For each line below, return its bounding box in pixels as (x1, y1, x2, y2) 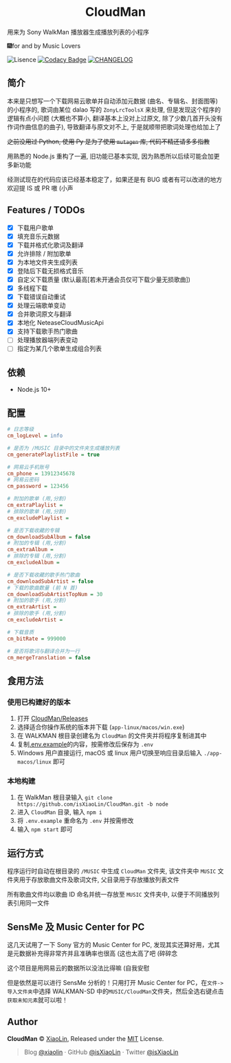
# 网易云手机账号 (7, 464, 49, 470)
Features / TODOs (7, 204, 85, 216)
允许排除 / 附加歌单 (16, 249, 71, 257)
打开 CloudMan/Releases (16, 715, 88, 723)
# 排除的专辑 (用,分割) (7, 553, 67, 559)
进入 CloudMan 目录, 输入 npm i (16, 808, 102, 816)
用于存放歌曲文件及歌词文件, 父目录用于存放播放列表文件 (19, 875, 179, 884)
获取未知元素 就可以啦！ (7, 995, 69, 1004)
